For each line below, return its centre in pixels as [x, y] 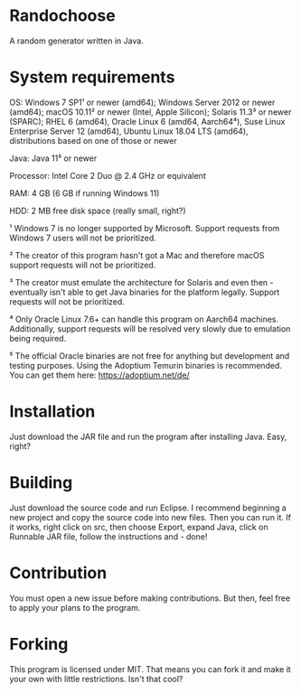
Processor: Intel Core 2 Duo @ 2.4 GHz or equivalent [108, 175]
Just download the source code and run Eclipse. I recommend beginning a [148, 508]
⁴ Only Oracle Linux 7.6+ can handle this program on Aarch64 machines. [144, 319]
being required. [38, 338]
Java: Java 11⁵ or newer [53, 158]
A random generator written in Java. [77, 41]
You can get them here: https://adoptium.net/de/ [99, 375]
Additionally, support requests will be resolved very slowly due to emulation [150, 328]
